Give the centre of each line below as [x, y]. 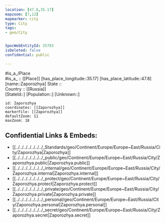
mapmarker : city [22, 19]
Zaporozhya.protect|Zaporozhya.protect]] [54, 184]
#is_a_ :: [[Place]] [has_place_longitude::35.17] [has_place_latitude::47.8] [78, 78]
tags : [11, 28]
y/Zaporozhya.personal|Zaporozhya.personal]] [60, 205]
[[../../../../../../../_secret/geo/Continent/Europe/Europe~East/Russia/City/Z [86, 210]
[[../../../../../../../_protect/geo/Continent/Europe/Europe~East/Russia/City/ [86, 179]
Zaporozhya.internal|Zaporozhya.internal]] [55, 173]
